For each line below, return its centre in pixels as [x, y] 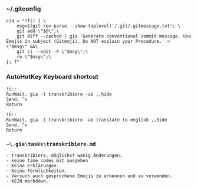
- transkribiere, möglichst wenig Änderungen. [64, 155]
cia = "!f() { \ [26, 21]
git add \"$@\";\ [38, 31]
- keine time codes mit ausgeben [47, 160]
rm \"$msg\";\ [34, 57]
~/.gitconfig [24, 9]
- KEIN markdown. [27, 181]
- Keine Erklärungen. [33, 166]
